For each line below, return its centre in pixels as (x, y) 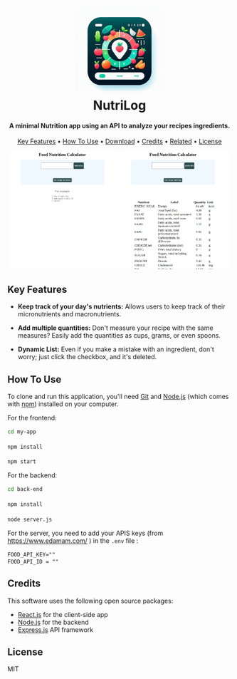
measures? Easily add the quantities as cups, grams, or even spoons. (119, 336)
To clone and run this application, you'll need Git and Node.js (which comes (118, 396)
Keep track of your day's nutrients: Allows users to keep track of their (121, 306)
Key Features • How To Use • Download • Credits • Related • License (120, 141)
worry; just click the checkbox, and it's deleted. (87, 357)
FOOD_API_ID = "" (33, 561)
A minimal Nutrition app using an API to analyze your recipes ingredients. (120, 125)
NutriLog (120, 106)
